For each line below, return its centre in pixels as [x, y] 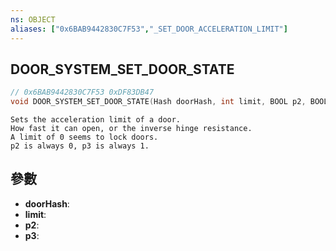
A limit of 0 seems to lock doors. [84, 137]
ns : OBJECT [33, 19]
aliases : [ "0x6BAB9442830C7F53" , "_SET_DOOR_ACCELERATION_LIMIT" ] [149, 29]
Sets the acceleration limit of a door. [96, 120]
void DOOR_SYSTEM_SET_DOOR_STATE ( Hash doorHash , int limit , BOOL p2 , [158, 102]
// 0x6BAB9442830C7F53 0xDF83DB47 [82, 92]
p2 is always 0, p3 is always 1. [80, 146]
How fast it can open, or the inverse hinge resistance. [131, 129]
